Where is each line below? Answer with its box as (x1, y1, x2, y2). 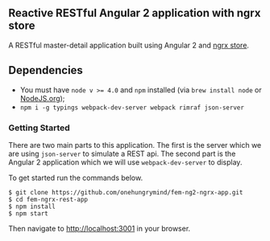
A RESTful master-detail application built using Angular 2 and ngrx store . (8, 40, 250, 50)
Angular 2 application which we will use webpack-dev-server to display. (8, 157, 243, 167)
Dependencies (8, 63, 83, 77)
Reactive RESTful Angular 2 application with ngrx (8, 6, 261, 20)
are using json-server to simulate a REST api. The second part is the (8, 149, 236, 158)
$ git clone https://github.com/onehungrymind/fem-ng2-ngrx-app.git (8, 188, 243, 196)
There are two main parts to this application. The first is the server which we (8, 140, 262, 149)
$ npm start (8, 209, 48, 218)
